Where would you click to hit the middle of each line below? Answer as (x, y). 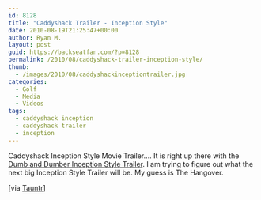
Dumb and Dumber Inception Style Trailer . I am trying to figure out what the (131, 164)
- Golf (26, 89)
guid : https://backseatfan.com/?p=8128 (74, 52)
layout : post (30, 45)
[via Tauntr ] (27, 187)
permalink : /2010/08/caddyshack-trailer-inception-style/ (106, 60)
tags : (17, 111)
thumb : (19, 67)
